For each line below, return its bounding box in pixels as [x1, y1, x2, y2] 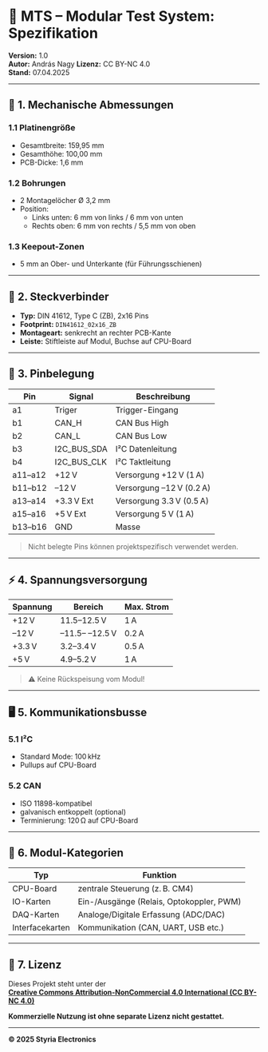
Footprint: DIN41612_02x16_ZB [19, 320, 117, 329]
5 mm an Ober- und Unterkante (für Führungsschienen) [19, 259, 203, 269]
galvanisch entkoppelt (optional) [19, 807, 126, 816]
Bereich [73, 601, 104, 612]
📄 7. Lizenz [8, 958, 62, 971]
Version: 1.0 [8, 50, 49, 60]
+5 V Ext [54, 508, 86, 519]
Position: [19, 204, 49, 213]
